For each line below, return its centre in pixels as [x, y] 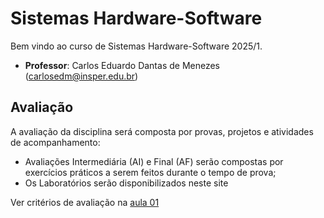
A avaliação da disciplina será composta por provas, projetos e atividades [162, 131]
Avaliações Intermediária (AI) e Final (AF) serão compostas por [154, 161]
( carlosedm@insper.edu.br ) [81, 76]
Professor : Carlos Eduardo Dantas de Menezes [122, 65]
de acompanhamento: [55, 142]
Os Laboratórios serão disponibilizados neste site [126, 183]
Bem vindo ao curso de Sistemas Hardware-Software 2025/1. [136, 46]
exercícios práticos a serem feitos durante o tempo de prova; [150, 172]
